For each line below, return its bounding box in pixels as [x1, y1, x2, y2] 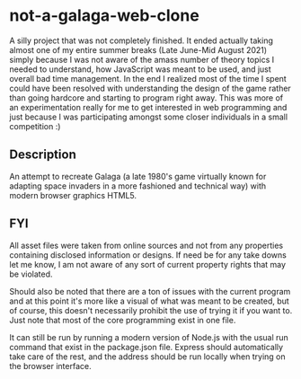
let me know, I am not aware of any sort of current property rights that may [9, 259, 286, 269]
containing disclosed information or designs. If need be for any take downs [9, 249, 288, 260]
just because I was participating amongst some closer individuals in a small [9, 111, 288, 122]
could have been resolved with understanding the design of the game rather [9, 83, 292, 93]
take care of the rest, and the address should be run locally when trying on [9, 351, 286, 362]
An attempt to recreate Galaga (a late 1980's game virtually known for [9, 171, 267, 181]
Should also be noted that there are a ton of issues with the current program [9, 286, 291, 296]
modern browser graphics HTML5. [9, 189, 137, 200]
